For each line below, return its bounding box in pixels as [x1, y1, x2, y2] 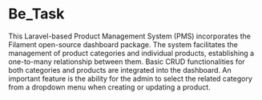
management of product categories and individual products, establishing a [8, 48, 255, 58]
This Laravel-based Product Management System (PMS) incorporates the [8, 31, 251, 41]
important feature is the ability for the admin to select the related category [8, 74, 252, 83]
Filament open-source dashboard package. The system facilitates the [8, 39, 238, 49]
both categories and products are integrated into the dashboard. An [8, 65, 232, 74]
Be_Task [8, 5, 65, 23]
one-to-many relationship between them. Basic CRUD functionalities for [8, 57, 246, 66]
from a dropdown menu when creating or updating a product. [8, 82, 211, 92]
